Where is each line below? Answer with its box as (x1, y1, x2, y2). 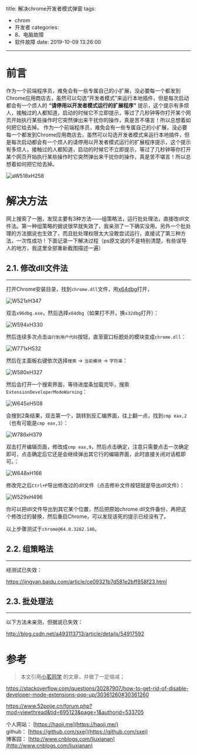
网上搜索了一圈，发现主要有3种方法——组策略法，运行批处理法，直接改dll (6, 215, 185, 222)
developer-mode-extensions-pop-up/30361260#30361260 (6, 691, 150, 698)
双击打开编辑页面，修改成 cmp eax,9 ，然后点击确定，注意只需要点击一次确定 (6, 443, 189, 450)
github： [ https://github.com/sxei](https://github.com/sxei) (6, 728, 148, 735)
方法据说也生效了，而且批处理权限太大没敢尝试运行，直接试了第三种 (16, 229, 181, 236)
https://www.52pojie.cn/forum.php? (6, 703, 93, 710)
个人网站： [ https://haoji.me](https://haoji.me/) (6, 721, 119, 728)
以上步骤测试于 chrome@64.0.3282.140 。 (6, 525, 100, 532)
